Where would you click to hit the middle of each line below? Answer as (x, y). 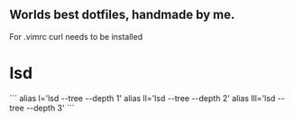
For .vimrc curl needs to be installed (76, 36)
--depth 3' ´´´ (50, 108)
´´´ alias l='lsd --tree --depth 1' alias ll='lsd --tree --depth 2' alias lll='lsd (142, 98)
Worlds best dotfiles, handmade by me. (122, 15)
